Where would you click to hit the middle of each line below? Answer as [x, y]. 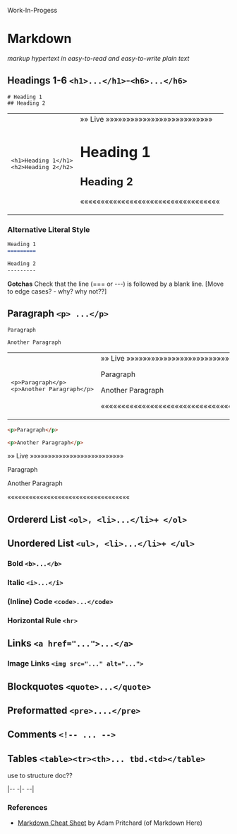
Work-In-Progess [32, 10]
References [28, 808]
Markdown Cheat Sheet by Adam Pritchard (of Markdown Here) [110, 823]
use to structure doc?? [40, 776]
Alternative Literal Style [49, 229]
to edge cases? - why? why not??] [57, 291]
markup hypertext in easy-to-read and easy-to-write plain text [98, 58]
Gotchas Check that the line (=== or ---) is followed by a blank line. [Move [116, 284]
